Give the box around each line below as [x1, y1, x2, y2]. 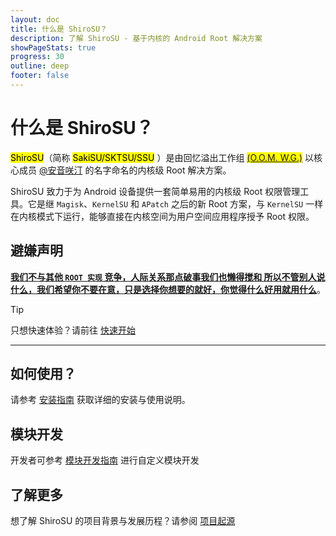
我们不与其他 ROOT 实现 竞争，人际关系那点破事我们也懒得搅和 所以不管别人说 [10, 271, 326, 283]
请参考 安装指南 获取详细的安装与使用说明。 [10, 394, 191, 406]
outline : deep [10, 61, 70, 71]
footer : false [10, 71, 70, 81]
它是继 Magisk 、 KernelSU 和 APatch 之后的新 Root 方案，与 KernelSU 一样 [27, 197, 324, 210]
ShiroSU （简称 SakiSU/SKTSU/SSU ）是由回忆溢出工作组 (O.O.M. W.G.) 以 [10, 151, 315, 163]
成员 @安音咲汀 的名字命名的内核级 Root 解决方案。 [18, 164, 232, 176]
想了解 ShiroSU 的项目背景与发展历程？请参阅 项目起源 [10, 515, 236, 527]
